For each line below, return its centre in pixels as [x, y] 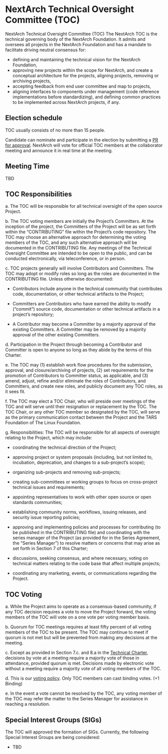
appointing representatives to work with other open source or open [82, 497]
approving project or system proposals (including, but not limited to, [82, 457]
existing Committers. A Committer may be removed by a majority [79, 329]
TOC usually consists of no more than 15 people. [55, 130]
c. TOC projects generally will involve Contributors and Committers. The [79, 268]
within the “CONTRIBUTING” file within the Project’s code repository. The [81, 232]
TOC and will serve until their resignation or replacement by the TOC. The [81, 407]
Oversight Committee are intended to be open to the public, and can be [79, 253]
